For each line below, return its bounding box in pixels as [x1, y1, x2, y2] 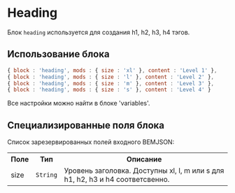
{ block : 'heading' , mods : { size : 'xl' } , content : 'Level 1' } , [7, 66, 218, 74]
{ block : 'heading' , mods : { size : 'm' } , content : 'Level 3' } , [7, 80, 215, 87]
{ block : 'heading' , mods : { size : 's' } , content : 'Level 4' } [7, 86, 211, 94]
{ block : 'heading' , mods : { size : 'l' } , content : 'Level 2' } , [7, 73, 215, 80]
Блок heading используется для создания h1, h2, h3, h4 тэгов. [7, 28, 190, 36]
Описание [126, 155, 162, 164]
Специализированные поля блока [7, 119, 164, 131]
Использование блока [7, 48, 110, 60]
